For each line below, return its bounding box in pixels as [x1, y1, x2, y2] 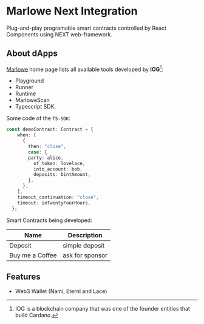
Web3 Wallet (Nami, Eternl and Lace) [15, 288, 107, 295]
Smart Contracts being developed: [6, 217, 92, 224]
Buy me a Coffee [9, 251, 57, 259]
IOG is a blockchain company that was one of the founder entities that [15, 305, 190, 312]
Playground [15, 77, 44, 84]
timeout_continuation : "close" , [17, 194, 99, 200]
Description [67, 231, 103, 239]
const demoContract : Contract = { [6, 126, 94, 133]
